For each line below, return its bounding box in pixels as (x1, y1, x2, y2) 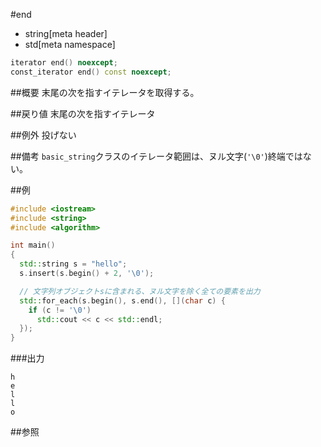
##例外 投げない (10, 129, 77, 141)
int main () (10, 240, 56, 251)
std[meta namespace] (24, 39, 116, 50)
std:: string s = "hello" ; (19, 259, 128, 269)
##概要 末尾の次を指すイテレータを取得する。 (10, 86, 200, 98)
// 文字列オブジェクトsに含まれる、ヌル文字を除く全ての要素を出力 (19, 286, 261, 296)
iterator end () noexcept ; (10, 58, 118, 68)
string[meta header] (24, 28, 108, 39)
